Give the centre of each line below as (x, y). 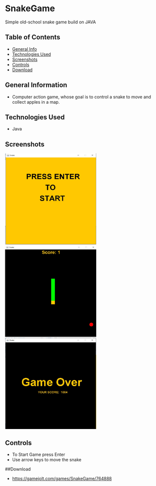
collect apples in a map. (36, 102)
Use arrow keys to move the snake (47, 460)
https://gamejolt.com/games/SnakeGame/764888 (62, 478)
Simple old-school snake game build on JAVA (51, 22)
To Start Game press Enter (39, 454)
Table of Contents (33, 37)
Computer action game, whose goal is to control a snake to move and (82, 97)
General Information (36, 85)
